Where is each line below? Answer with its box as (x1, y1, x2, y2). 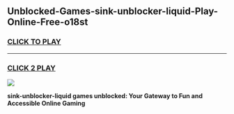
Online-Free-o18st (7, 17, 88, 28)
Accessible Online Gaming (7, 99, 86, 107)
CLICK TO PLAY (7, 37, 61, 47)
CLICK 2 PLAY (7, 63, 56, 73)
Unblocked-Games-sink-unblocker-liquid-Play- (7, 6, 218, 17)
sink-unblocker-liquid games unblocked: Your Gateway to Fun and (7, 91, 203, 99)
